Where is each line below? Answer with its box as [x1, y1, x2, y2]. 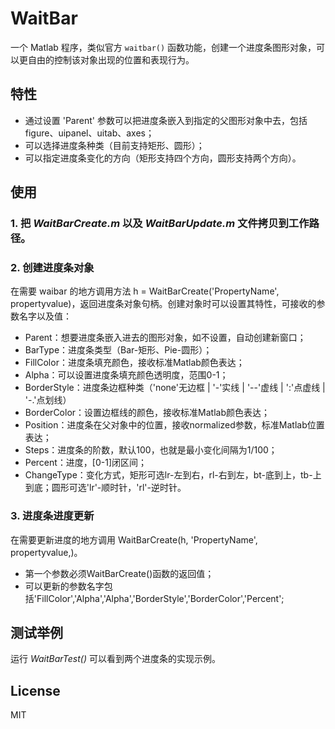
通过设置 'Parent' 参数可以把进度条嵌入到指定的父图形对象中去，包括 [24, 114, 308, 126]
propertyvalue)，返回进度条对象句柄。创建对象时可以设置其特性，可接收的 [10, 298, 317, 310]
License [10, 682, 61, 699]
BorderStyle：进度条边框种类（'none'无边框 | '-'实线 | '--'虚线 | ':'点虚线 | [24, 382, 326, 394]
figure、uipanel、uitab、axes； [24, 127, 155, 139]
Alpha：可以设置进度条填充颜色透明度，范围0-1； [24, 369, 229, 381]
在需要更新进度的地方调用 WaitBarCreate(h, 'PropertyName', [10, 533, 258, 546]
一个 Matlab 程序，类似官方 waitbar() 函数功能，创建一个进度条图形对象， [10, 41, 317, 53]
